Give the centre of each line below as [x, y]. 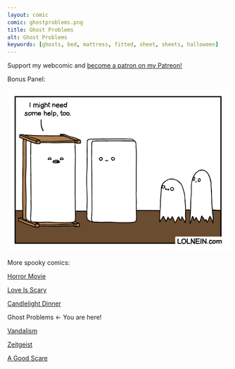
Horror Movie [27, 276]
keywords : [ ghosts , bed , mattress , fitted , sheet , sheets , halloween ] [113, 45]
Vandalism [22, 330]
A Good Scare [27, 358]
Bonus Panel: [26, 79]
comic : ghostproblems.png [45, 22]
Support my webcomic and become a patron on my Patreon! [95, 65]
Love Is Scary [27, 289]
